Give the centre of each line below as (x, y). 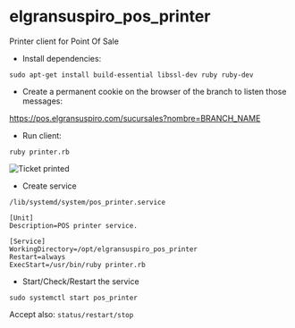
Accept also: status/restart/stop (72, 314)
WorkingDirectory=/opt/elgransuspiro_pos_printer (104, 249)
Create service (50, 186)
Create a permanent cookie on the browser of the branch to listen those (154, 91)
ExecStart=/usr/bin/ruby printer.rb (77, 265)
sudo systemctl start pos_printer (74, 298)
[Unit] (21, 218)
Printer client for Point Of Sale (64, 41)
